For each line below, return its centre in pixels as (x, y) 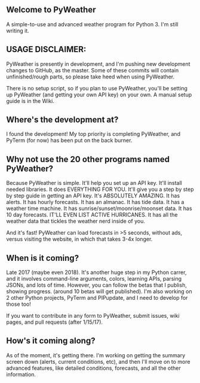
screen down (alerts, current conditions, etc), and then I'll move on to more (98, 361)
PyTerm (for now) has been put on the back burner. (69, 141)
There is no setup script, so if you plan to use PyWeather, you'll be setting (97, 88)
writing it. (18, 31)
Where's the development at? (62, 120)
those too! (19, 304)
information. (21, 374)
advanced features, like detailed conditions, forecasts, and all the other (93, 368)
